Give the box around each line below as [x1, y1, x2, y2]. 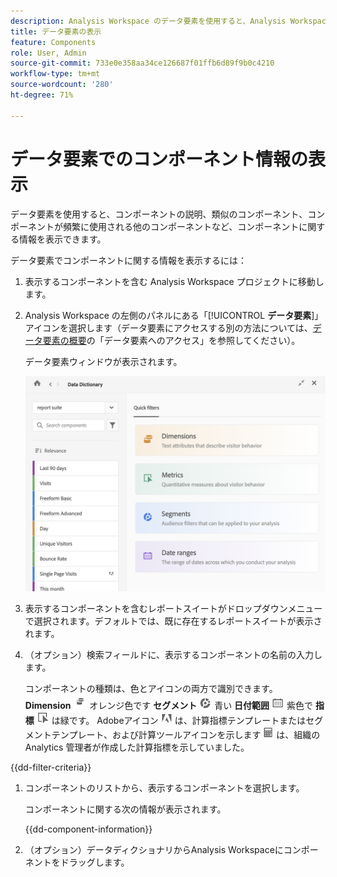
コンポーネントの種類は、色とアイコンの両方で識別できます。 [24, 682, 278, 694]
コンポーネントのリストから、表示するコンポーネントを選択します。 [24, 781, 305, 794]
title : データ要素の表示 [10, 26, 102, 37]
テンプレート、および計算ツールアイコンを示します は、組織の [51, 728, 321, 740]
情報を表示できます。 [18, 233, 107, 245]
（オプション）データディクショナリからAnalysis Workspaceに [24, 843, 284, 855]
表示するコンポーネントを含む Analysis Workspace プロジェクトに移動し [24, 275, 325, 287]
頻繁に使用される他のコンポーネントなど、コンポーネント [62, 220, 300, 232]
